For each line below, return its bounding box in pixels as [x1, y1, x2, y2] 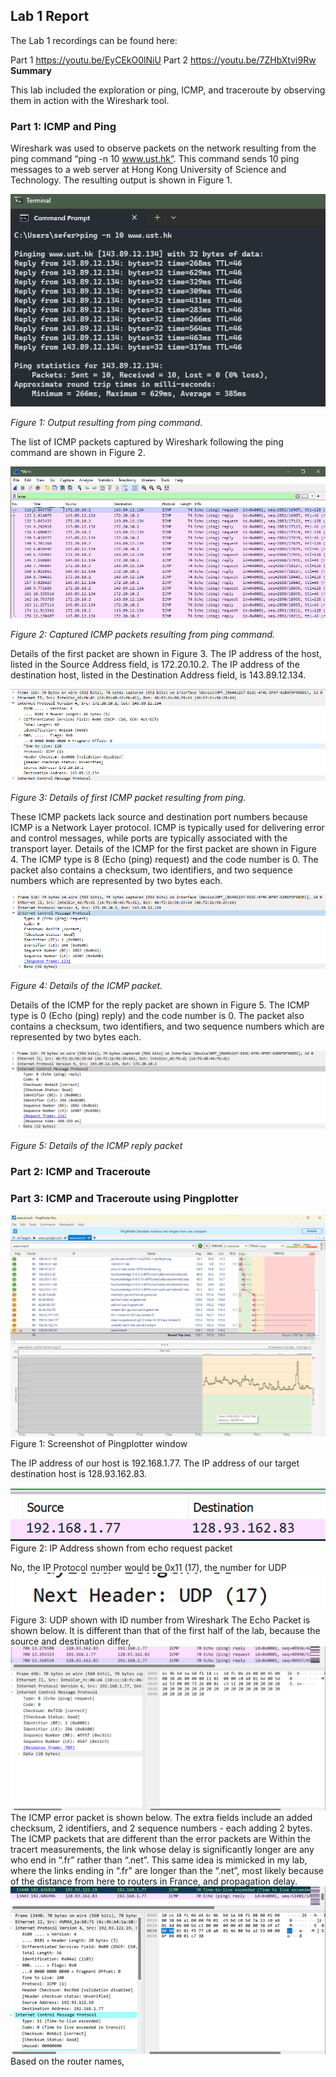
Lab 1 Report [10, 8, 90, 25]
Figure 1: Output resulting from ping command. [10, 416, 203, 428]
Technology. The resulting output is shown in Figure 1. [10, 174, 233, 186]
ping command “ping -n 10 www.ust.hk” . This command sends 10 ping [10, 153, 300, 165]
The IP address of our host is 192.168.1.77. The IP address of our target [10, 1457, 300, 1469]
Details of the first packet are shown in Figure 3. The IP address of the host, [10, 647, 322, 659]
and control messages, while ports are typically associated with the [10, 832, 288, 844]
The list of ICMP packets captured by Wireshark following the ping [10, 435, 284, 448]
